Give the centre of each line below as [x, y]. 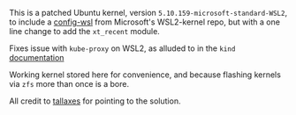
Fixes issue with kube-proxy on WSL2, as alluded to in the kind [122, 48]
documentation [37, 57]
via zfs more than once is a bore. [69, 84]
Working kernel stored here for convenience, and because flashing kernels [145, 75]
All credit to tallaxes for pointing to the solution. [95, 101]
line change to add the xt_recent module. [85, 31]
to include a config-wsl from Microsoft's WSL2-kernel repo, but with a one [145, 22]
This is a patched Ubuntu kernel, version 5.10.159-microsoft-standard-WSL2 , [148, 13]
